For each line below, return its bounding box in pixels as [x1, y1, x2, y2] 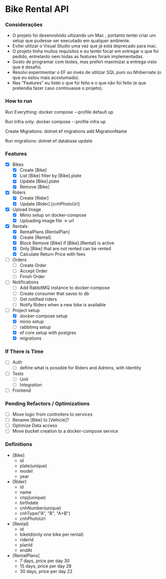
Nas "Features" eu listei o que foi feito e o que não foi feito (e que [12, 80, 146, 86]
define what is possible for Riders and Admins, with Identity [19, 365, 141, 371]
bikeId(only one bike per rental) [19, 531, 84, 537]
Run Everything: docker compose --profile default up [5, 109, 113, 115]
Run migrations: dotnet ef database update [5, 138, 93, 144]
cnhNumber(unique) [19, 505, 61, 511]
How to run [5, 98, 32, 105]
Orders [12, 257, 27, 263]
